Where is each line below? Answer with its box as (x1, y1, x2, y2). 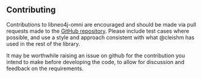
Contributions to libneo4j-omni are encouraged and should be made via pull (6, 21, 197, 28)
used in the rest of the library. (6, 40, 80, 47)
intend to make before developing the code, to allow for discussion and (6, 58, 184, 65)
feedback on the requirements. (6, 65, 84, 72)
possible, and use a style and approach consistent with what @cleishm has (6, 33, 195, 41)
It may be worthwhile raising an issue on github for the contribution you (6, 51, 186, 59)
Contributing (6, 5, 56, 15)
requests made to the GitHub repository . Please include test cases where (6, 27, 190, 34)
